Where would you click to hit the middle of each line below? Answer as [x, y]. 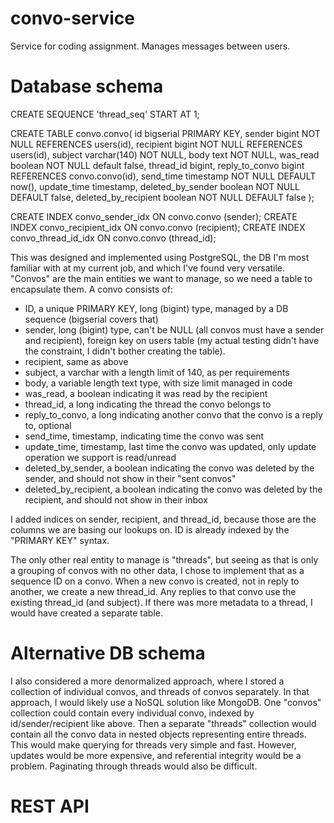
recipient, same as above [76, 361]
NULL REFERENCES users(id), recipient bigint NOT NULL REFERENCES [156, 144]
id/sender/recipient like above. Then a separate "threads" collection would [163, 723]
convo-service [72, 18]
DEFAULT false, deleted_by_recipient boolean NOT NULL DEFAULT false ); [162, 197]
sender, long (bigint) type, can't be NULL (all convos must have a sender [174, 329]
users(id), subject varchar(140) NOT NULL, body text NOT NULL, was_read [165, 154]
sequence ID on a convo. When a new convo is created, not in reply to [155, 581]
